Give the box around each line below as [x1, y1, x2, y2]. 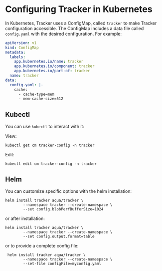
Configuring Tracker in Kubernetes [5, 4, 153, 15]
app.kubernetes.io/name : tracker [14, 59, 84, 64]
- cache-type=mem [18, 92, 55, 97]
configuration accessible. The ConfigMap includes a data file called [5, 25, 144, 31]
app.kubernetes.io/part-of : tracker [14, 69, 91, 74]
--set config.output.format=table [23, 234, 95, 239]
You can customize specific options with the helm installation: [5, 188, 132, 194]
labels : [9, 54, 26, 60]
